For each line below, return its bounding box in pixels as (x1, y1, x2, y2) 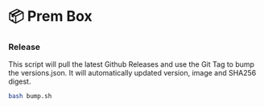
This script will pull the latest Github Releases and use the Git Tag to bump (8, 60, 255, 69)
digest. (8, 76, 31, 86)
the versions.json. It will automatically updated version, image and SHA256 (8, 68, 257, 78)
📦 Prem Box (8, 7, 93, 26)
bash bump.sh (8, 93, 52, 101)
